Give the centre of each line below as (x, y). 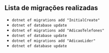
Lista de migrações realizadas (51, 8)
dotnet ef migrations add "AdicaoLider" (54, 41)
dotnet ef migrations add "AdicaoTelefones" (58, 30)
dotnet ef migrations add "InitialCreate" (56, 20)
